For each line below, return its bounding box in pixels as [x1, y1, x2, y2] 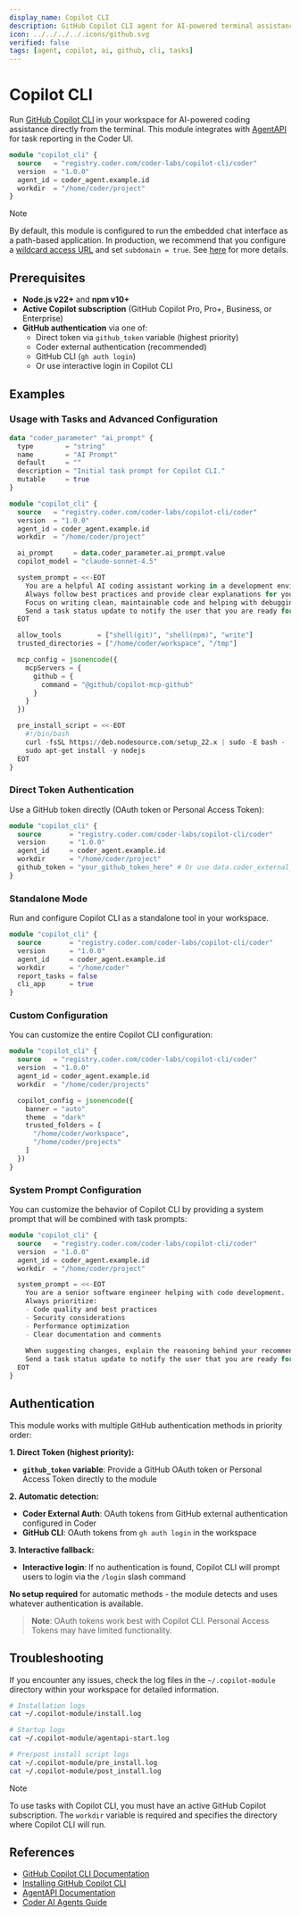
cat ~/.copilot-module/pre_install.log [9, 1758, 158, 1767]
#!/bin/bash [25, 730, 70, 739]
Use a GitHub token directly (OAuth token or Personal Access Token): [9, 804, 265, 815]
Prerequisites [9, 270, 86, 286]
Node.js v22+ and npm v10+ [21, 294, 129, 305]
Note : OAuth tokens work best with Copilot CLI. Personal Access [30, 1615, 270, 1626]
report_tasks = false [17, 971, 98, 981]
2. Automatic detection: [9, 1491, 100, 1502]
